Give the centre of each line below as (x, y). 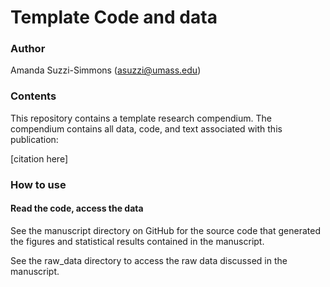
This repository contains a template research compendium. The (141, 118)
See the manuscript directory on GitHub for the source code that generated (165, 230)
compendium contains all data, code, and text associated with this (146, 128)
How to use (38, 184)
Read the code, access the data (77, 208)
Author (28, 49)
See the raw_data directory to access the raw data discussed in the (149, 260)
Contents (33, 96)
